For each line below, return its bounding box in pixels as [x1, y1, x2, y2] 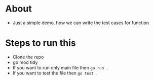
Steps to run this [5, 37, 76, 49]
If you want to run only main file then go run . [12, 64, 109, 70]
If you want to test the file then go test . [12, 70, 98, 76]
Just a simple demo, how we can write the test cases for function [12, 20, 149, 26]
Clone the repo [12, 54, 44, 60]
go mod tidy [12, 59, 38, 65]
